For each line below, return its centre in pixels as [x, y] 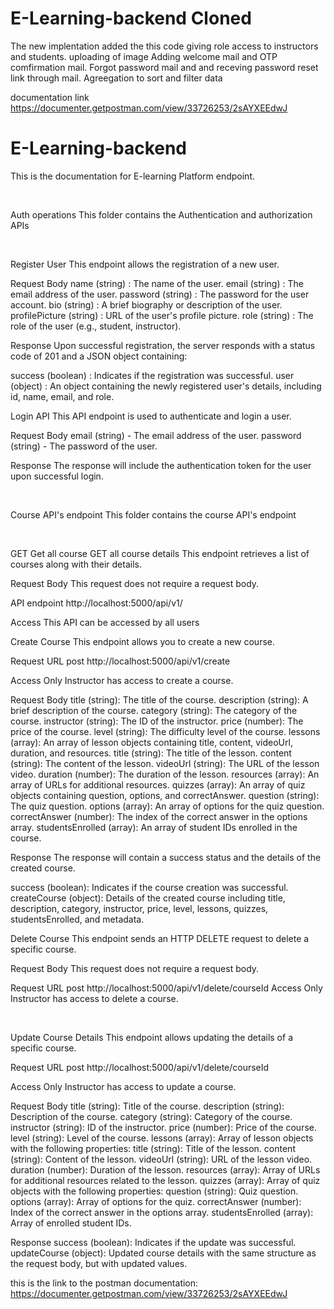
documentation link [50, 97]
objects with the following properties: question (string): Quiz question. [154, 1191]
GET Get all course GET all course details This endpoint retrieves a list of [160, 553]
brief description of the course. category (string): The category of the [154, 710]
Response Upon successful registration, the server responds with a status [163, 345]
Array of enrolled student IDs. [71, 1223]
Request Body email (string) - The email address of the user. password [156, 435]
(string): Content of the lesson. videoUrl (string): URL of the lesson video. [161, 1159]
